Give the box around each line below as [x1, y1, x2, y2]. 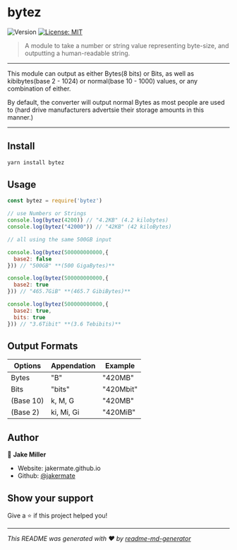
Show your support [7, 492, 94, 504]
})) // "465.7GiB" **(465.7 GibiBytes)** [7, 288, 131, 295]
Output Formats [7, 340, 78, 352]
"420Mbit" [102, 384, 138, 394]
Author [7, 431, 39, 443]
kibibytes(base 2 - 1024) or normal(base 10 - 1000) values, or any [7, 76, 198, 85]
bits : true [13, 314, 46, 321]
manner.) [7, 113, 34, 121]
